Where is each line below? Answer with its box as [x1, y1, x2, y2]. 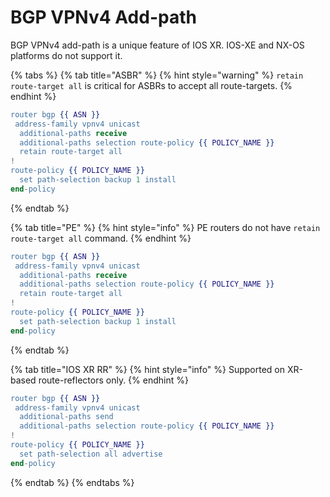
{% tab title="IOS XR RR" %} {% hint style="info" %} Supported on [10, 363, 286, 375]
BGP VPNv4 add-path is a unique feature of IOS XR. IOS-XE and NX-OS [10, 39, 305, 51]
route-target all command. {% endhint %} [10, 232, 192, 244]
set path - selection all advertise [19, 449, 163, 459]
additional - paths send [19, 412, 114, 422]
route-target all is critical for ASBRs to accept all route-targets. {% [10, 79, 293, 91]
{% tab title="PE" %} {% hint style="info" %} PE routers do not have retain [10, 221, 321, 233]
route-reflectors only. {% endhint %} [38, 374, 189, 386]
